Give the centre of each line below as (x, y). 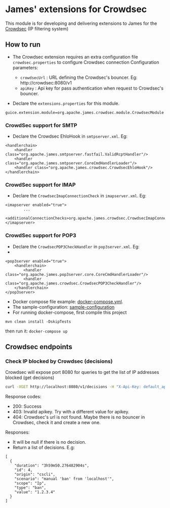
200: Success (27, 406)
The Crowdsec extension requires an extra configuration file (75, 57)
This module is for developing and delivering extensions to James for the (81, 23)
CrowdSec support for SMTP (41, 125)
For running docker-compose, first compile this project (70, 312)
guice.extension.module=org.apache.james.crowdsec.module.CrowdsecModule (85, 112)
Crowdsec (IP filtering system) (37, 28)
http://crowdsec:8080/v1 (46, 82)
